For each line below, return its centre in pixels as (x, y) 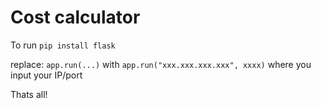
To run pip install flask (63, 45)
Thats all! (29, 94)
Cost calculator (75, 17)
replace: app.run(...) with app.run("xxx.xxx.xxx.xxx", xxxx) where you (161, 64)
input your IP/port (46, 75)
